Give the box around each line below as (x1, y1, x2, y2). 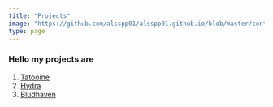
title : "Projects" (8, 11, 71, 20)
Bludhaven (19, 89, 57, 99)
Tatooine (19, 72, 50, 82)
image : (8, 19, 31, 28)
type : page (8, 27, 45, 35)
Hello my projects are (8, 53, 94, 65)
